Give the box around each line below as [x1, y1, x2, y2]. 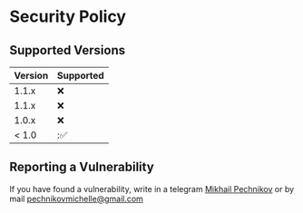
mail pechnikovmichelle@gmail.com [9, 193, 143, 204]
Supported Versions [9, 43, 125, 58]
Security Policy [9, 6, 127, 27]
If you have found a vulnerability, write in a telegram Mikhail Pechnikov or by [9, 183, 295, 194]
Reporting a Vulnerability [9, 160, 154, 175]
